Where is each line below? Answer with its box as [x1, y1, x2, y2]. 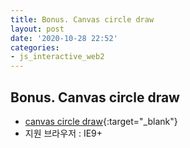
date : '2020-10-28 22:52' [10, 33, 118, 43]
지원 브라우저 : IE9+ [24, 127, 103, 139]
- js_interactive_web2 [10, 52, 105, 62]
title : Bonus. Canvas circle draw [10, 14, 155, 25]
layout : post [10, 24, 65, 34]
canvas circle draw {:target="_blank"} [24, 115, 178, 127]
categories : [10, 42, 60, 53]
